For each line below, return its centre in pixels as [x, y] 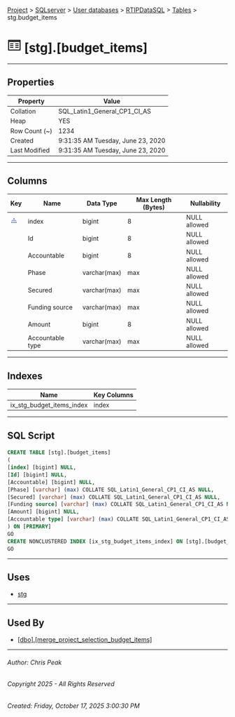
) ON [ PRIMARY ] [29, 527]
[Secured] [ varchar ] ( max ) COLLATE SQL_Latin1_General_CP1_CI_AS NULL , [114, 497]
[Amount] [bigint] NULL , [43, 512]
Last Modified [30, 150]
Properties [31, 82]
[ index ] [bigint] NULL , [42, 468]
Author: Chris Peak [35, 662]
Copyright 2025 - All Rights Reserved [61, 684]
